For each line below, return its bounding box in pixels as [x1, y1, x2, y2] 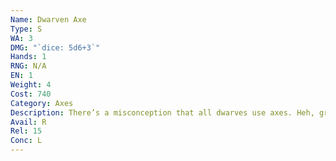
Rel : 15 [10, 126, 43, 136]
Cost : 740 [10, 89, 52, 99]
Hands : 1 [10, 52, 47, 62]
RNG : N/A [10, 61, 47, 71]
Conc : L [10, 136, 43, 146]
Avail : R [10, 117, 47, 127]
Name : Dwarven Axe [10, 14, 87, 25]
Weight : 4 [10, 80, 52, 90]
